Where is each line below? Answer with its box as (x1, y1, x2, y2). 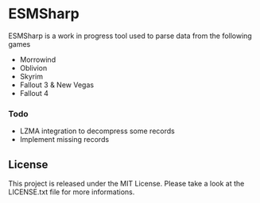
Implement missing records (19, 135, 110, 144)
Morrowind (19, 55, 56, 64)
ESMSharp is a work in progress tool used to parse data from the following (8, 31, 252, 40)
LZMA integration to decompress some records (19, 126, 175, 136)
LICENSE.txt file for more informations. (8, 187, 135, 197)
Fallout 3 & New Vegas (19, 80, 94, 90)
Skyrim (19, 71, 44, 81)
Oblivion (19, 63, 48, 72)
